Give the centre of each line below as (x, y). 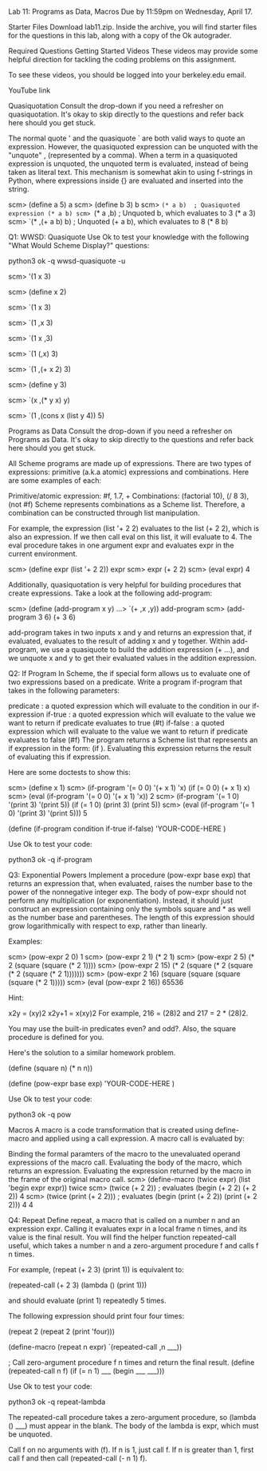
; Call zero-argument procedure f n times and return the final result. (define (132, 1362)
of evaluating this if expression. (60, 757)
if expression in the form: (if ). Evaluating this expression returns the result (130, 748)
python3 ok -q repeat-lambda (57, 1402)
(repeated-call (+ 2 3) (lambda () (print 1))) (78, 1285)
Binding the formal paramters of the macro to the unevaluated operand (124, 1154)
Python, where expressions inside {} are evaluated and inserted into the (126, 180)
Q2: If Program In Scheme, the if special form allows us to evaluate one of (130, 673)
